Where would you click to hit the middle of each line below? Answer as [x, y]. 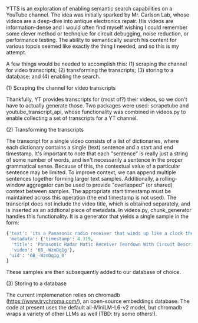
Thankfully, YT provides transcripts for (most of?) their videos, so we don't [97, 99]
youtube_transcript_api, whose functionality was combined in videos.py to [96, 112]
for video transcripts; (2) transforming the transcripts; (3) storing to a [90, 70]
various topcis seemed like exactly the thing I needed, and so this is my [93, 46]
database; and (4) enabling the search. [53, 76]
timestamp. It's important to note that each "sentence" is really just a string [97, 154]
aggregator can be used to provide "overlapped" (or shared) [99, 185]
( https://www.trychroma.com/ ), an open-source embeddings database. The [98, 301]
